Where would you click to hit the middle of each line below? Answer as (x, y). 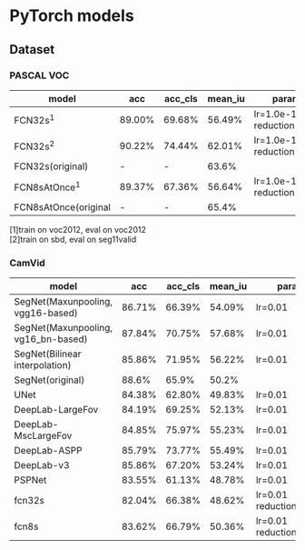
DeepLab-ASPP (48, 451)
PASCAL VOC (39, 75)
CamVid (27, 263)
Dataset (32, 50)
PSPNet (30, 480)
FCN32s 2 (34, 145)
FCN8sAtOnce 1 (47, 186)
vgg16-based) (46, 313)
